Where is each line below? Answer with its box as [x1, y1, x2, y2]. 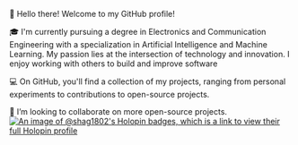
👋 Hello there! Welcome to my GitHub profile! [9, 9, 175, 19]
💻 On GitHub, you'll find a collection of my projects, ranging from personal [9, 76, 286, 87]
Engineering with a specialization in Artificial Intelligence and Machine [9, 39, 267, 49]
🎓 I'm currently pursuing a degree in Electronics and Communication [9, 27, 267, 37]
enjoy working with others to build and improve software [9, 58, 218, 69]
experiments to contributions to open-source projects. [9, 90, 210, 99]
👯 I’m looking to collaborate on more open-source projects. [9, 107, 227, 116]
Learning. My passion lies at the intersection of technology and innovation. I [9, 49, 290, 59]
